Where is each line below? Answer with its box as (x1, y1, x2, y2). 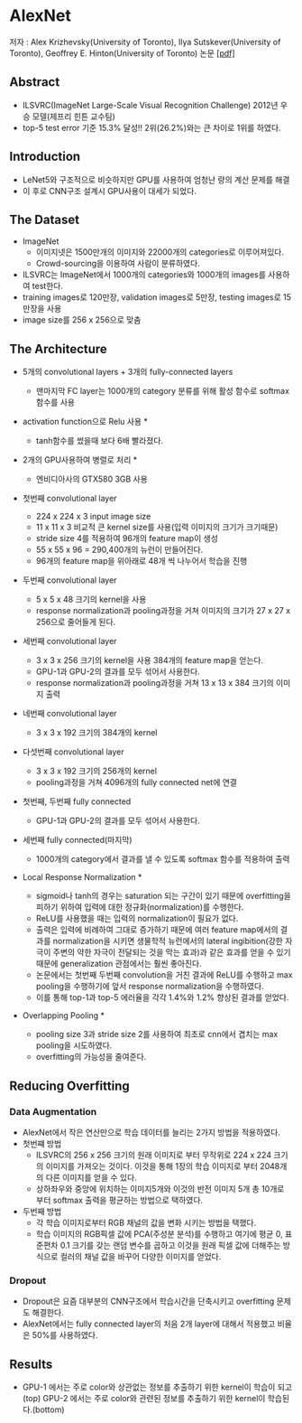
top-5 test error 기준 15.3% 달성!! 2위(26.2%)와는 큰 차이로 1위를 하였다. (22, 122, 281, 133)
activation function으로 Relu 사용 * (22, 417, 149, 427)
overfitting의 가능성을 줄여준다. (35, 1052, 147, 1063)
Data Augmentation (9, 1105, 97, 1118)
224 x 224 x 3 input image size (35, 511, 151, 522)
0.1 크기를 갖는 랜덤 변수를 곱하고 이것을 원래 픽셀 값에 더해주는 (59, 1240, 281, 1250)
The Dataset (9, 211, 79, 227)
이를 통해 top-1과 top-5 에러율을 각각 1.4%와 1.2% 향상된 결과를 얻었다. (35, 992, 289, 1003)
